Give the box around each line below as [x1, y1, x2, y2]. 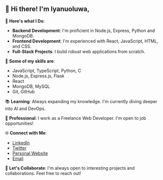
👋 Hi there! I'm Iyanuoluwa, [5, 5, 90, 13]
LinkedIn [12, 140, 30, 145]
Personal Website [12, 150, 48, 156]
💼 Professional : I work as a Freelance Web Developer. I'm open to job [5, 115, 146, 121]
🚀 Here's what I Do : [5, 18, 45, 24]
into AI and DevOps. [5, 106, 46, 111]
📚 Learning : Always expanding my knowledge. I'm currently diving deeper [5, 98, 158, 104]
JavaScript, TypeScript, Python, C [12, 68, 81, 73]
